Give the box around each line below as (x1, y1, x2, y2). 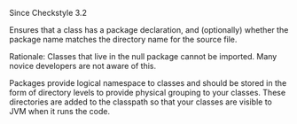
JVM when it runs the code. (9, 106, 111, 116)
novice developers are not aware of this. (9, 61, 157, 71)
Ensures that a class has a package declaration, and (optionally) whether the (9, 25, 289, 35)
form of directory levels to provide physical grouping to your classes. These (9, 88, 286, 97)
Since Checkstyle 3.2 (9, 8, 87, 18)
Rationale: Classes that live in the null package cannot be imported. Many (9, 51, 277, 61)
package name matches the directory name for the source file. (9, 35, 238, 44)
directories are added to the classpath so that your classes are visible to (9, 97, 272, 107)
